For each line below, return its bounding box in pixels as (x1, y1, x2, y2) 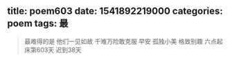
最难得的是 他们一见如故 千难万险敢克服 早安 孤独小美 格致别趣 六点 (24, 37, 217, 45)
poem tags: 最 (7, 18, 69, 29)
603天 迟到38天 (36, 46, 82, 54)
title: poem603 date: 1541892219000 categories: (7, 5, 223, 17)
